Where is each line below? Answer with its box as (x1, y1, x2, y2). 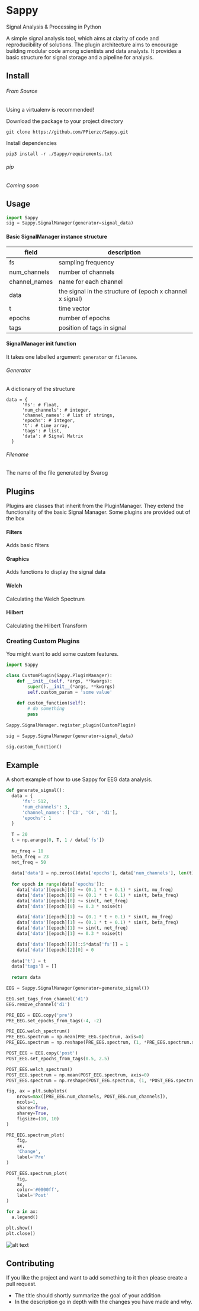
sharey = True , (17, 1110, 49, 1116)
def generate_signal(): (6, 788, 65, 794)
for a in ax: (6, 1209, 38, 1215)
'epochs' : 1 (21, 815, 52, 821)
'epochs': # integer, (21, 417, 76, 424)
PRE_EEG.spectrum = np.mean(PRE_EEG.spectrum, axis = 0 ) (6, 1034, 145, 1040)
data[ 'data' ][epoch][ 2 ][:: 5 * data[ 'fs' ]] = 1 (17, 941, 129, 947)
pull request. (6, 1281, 37, 1288)
